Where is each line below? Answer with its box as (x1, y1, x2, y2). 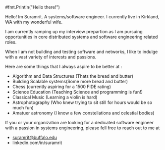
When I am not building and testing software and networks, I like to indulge (5, 49, 158, 54)
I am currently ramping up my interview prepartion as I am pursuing (5, 29, 143, 34)
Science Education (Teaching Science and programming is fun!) (12, 89, 143, 95)
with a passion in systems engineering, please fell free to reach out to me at (5, 125, 160, 131)
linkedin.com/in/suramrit (12, 140, 62, 146)
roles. (5, 39, 17, 45)
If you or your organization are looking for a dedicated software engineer (5, 120, 154, 125)
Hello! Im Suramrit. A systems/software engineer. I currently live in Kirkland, (5, 14, 160, 19)
